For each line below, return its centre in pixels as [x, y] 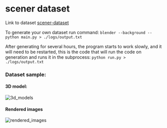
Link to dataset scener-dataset [37, 23]
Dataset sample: [26, 74]
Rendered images [24, 109]
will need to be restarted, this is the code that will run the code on [73, 52]
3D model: [16, 86]
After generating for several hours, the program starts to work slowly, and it [83, 46]
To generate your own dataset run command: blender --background [75, 32]
